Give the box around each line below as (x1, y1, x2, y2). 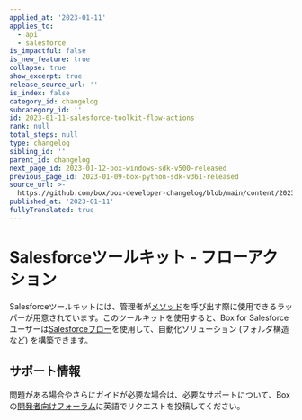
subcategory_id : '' (9, 105, 83, 114)
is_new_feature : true (9, 55, 91, 64)
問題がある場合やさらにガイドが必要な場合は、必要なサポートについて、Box (9, 389, 290, 400)
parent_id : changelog (9, 155, 91, 165)
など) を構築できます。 (9, 335, 93, 345)
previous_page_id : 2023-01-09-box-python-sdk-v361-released (9, 172, 240, 181)
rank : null (9, 122, 50, 131)
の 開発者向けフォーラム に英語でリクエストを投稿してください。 (9, 400, 245, 411)
